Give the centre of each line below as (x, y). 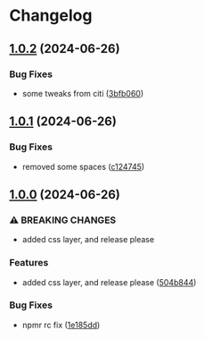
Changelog (51, 16)
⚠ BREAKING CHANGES (63, 220)
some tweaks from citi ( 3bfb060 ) (83, 93)
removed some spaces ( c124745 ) (83, 166)
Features (29, 263)
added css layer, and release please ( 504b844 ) (109, 282)
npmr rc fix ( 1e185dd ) (61, 325)
